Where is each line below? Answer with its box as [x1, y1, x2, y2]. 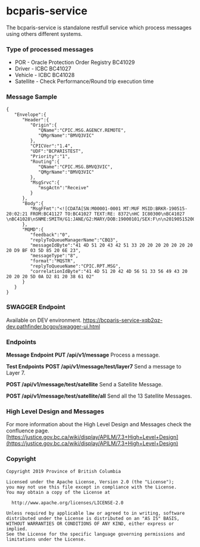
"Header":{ [21, 116, 49, 123]
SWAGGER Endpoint [6, 303, 65, 311]
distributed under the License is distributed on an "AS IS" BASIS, [6, 515, 180, 521]
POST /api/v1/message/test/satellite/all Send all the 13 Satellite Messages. [6, 392, 192, 400]
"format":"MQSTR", [30, 258, 76, 264]
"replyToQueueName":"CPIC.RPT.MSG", [30, 263, 121, 269]
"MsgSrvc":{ [30, 179, 60, 186]
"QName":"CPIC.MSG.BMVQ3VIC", [37, 164, 113, 170]
